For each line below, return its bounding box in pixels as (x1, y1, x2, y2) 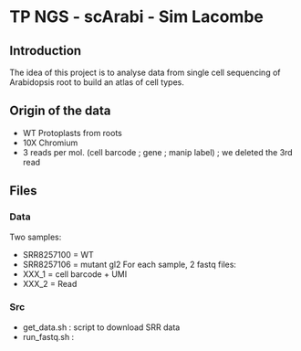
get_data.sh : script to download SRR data (22, 322, 181, 333)
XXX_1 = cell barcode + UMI (22, 268, 128, 280)
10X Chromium (22, 137, 78, 148)
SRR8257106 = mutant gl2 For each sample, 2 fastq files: (22, 259, 237, 270)
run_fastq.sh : (22, 331, 75, 342)
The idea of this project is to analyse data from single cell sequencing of (9, 67, 281, 78)
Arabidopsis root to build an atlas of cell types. (9, 77, 185, 88)
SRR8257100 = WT (22, 249, 94, 260)
